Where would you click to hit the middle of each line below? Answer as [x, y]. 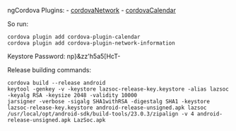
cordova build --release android [57, 83]
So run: [18, 24]
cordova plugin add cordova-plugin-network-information [91, 43]
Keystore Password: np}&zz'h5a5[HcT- [64, 56]
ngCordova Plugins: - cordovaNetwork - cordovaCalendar [92, 10]
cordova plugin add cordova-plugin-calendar [74, 37]
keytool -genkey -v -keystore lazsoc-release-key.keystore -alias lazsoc [118, 89]
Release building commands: [49, 70]
